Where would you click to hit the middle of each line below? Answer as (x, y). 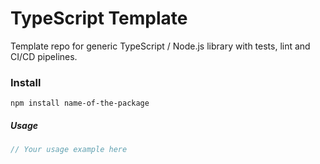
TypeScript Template (99, 18)
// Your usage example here (69, 150)
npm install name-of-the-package (80, 103)
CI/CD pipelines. (44, 56)
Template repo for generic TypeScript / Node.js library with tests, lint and (160, 46)
